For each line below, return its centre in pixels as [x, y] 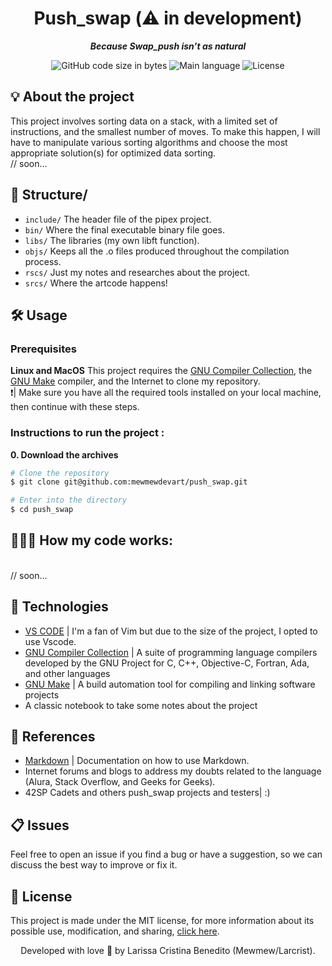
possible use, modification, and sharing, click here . [115, 931]
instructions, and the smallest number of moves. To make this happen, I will [165, 131]
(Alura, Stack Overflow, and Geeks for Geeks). [120, 782]
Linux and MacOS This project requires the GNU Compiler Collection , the [161, 371]
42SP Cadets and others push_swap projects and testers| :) [147, 793]
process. [43, 261]
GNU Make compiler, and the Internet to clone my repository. [135, 381]
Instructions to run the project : [87, 433]
